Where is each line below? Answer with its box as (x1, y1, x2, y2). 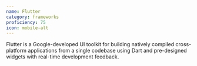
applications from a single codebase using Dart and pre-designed (27, 47, 187, 54)
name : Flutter (6, 8, 41, 15)
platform (6, 47, 26, 54)
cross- (175, 41, 192, 48)
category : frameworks (6, 14, 59, 20)
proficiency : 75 (6, 19, 46, 25)
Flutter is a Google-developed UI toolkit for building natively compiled (6, 41, 175, 48)
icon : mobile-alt (6, 25, 49, 31)
